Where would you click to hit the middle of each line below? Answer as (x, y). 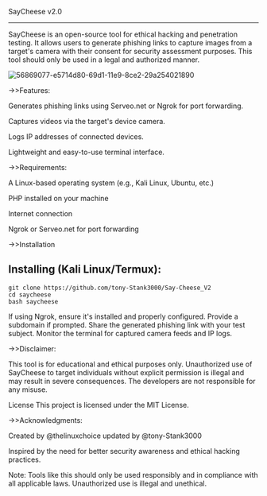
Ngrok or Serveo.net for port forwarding (74, 229)
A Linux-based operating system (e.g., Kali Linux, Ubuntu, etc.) (111, 183)
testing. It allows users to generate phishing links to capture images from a (130, 43)
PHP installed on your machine (58, 198)
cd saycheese (30, 294)
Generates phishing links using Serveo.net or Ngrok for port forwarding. (126, 106)
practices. (25, 459)
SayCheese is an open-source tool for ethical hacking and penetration (123, 34)
